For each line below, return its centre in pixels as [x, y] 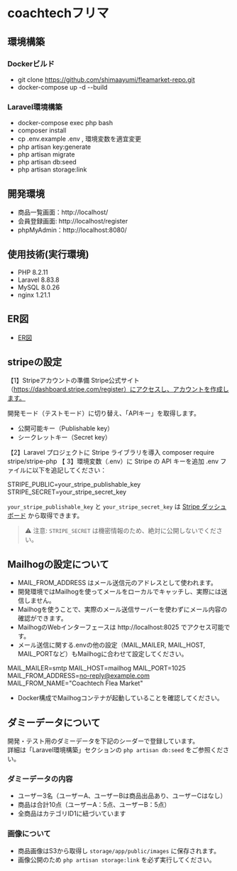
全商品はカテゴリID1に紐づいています [72, 813]
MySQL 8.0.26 [39, 287]
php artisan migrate [46, 154]
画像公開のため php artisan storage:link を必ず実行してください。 [116, 860]
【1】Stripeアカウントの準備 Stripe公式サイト [73, 381]
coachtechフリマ [58, 13]
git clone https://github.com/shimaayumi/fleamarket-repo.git [106, 79]
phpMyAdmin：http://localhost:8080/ [72, 230]
